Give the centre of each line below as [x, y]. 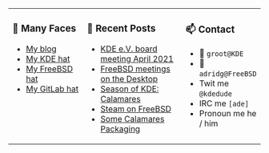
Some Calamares [132, 119]
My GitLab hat [52, 89]
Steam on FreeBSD [136, 109]
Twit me [214, 83]
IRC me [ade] [224, 103]
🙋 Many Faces [44, 29]
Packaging [120, 129]
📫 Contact [210, 30]
